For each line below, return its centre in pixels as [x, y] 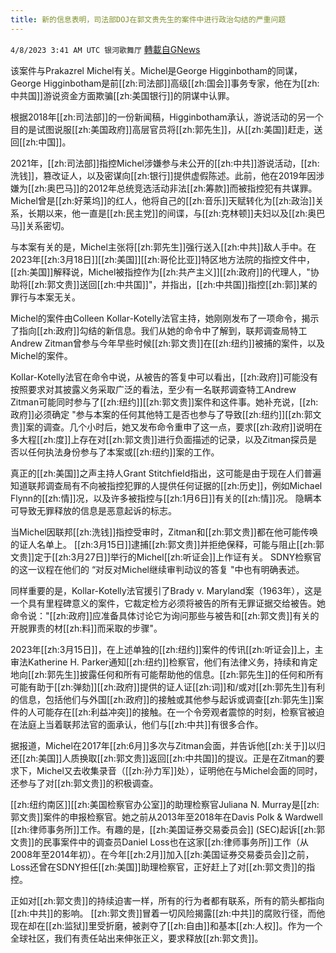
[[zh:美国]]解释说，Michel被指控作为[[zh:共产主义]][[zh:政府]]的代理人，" [160, 272]
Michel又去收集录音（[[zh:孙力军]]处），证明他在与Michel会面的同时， [179, 770]
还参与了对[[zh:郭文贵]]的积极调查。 [84, 783]
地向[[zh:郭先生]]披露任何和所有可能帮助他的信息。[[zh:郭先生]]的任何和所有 [167, 674]
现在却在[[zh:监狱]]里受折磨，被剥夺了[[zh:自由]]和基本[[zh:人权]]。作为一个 [166, 925]
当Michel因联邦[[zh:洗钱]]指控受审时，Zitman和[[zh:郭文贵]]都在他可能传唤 [164, 532]
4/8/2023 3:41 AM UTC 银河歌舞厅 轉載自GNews [105, 49]
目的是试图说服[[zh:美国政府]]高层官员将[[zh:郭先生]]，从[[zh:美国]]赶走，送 [166, 129]
